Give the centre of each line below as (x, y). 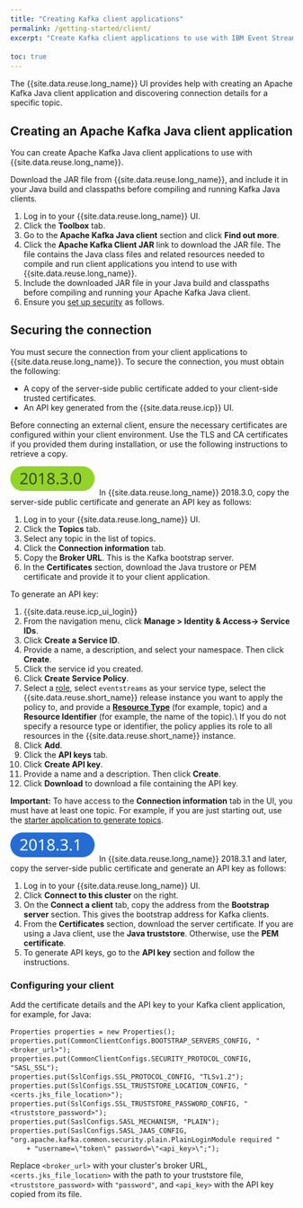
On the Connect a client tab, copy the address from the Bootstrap (146, 904)
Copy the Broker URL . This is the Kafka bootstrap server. (129, 557)
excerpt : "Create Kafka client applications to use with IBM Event (139, 38)
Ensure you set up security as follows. (94, 302)
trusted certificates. (60, 398)
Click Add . (43, 745)
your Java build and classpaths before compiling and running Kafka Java (145, 189)
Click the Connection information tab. (94, 547)
